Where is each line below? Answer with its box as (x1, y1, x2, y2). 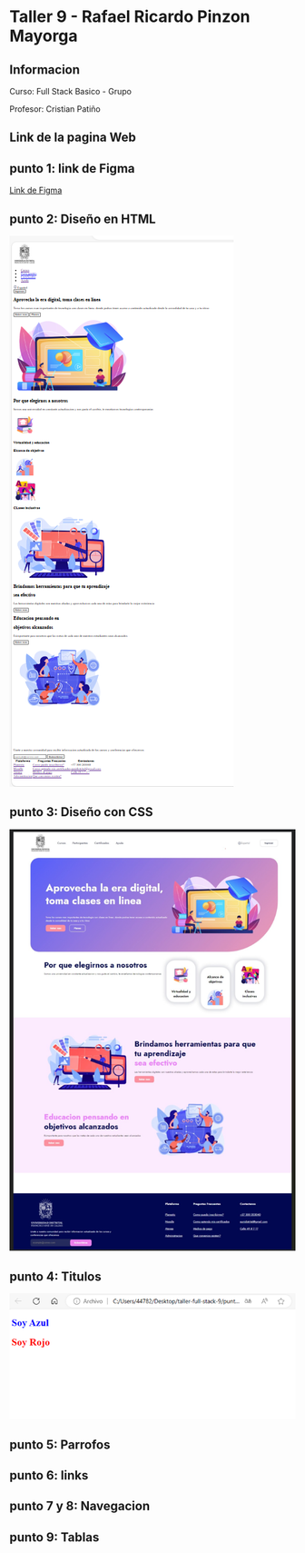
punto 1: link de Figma (9, 161, 135, 176)
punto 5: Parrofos (9, 1437, 111, 1452)
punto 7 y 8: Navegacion (9, 1498, 151, 1514)
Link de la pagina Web (9, 130, 136, 145)
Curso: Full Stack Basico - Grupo (9, 86, 132, 96)
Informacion (9, 62, 80, 77)
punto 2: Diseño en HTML (9, 211, 156, 226)
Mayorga (9, 25, 79, 46)
